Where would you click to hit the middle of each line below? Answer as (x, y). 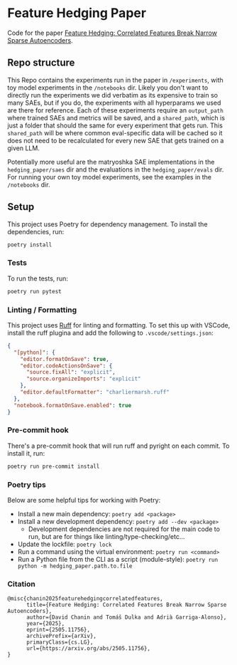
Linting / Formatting (42, 310)
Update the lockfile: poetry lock (65, 544)
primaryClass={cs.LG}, (60, 642)
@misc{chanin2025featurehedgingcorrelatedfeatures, (85, 599)
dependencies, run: (36, 231)
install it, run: (26, 453)
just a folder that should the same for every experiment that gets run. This (115, 125)
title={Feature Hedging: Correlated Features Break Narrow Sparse (126, 605)
